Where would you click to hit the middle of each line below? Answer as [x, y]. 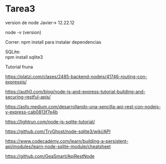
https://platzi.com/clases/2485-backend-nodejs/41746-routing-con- [76, 76]
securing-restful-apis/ [28, 97]
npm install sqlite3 [24, 57]
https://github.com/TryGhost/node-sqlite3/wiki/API [58, 131]
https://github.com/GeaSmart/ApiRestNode [50, 156]
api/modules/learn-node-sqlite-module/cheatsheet [58, 146]
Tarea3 [20, 9]
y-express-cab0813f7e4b [31, 112]
